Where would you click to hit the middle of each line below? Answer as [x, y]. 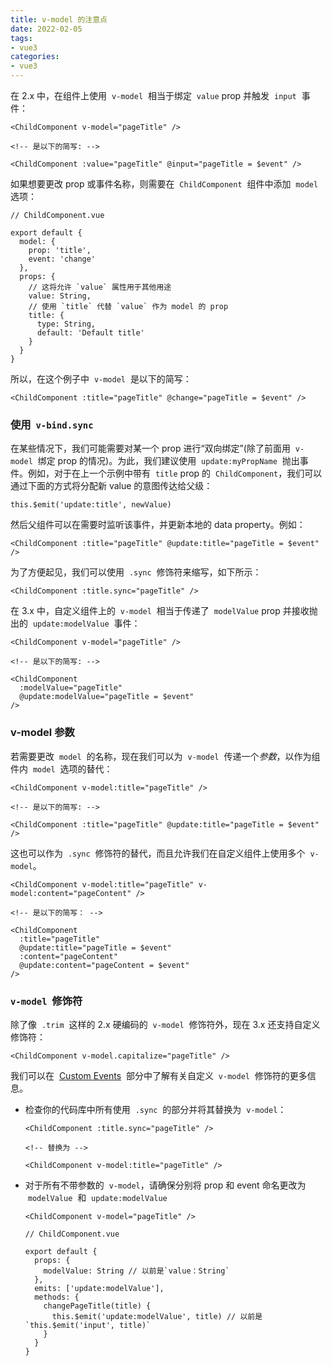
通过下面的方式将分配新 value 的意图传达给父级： [111, 486]
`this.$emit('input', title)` [88, 1325]
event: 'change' [62, 259]
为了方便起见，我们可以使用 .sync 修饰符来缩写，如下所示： [136, 572]
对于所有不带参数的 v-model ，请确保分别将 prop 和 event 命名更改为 [165, 1185]
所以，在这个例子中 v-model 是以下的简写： [101, 379]
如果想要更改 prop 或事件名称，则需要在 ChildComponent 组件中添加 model [164, 184]
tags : [21, 38]
